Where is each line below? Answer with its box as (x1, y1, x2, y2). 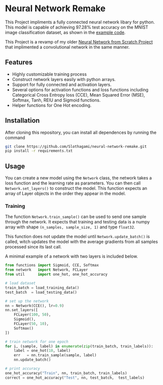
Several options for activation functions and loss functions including (12, 86, 148, 93)
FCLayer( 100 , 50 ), (14, 312, 51, 317)
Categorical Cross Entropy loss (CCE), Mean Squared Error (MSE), (12, 92, 145, 98)
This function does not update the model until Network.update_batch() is (5, 234, 150, 240)
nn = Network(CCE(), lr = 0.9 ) (5, 303, 64, 308)
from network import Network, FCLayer (5, 267, 89, 272)
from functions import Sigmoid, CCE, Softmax (5, 263, 99, 268)
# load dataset (5, 281, 36, 286)
